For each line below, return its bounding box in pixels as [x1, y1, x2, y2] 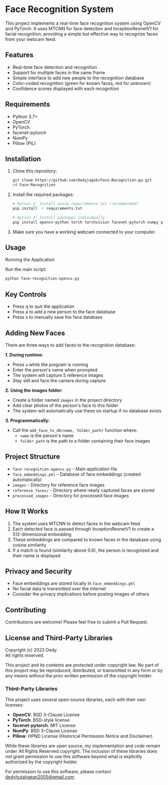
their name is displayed [12, 552, 61, 559]
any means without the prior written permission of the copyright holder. [5, 673, 153, 678]
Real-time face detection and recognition [12, 64, 97, 70]
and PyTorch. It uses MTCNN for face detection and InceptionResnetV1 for [5, 25, 159, 31]
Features [5, 51, 34, 59]
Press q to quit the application [12, 303, 75, 310]
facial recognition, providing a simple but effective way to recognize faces [5, 31, 158, 37]
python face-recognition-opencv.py [5, 276, 80, 281]
